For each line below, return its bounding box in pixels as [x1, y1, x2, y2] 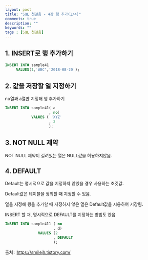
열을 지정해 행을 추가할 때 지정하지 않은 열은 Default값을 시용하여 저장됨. [5, 201, 143, 207]
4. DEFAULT [5, 167, 42, 175]
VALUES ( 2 [38, 231, 58, 236]
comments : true [5, 16, 36, 21]
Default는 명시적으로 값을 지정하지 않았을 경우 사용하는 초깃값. [5, 181, 124, 187]
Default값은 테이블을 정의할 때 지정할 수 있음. [5, 191, 91, 197]
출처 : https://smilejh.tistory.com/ [5, 249, 71, 255]
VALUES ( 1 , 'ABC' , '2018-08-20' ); [16, 67, 80, 72]
